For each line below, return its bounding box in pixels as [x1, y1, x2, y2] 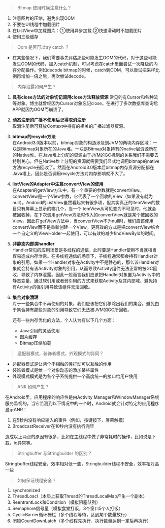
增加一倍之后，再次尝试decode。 [21, 73, 89, 79]
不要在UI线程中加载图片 [12, 22, 60, 27]
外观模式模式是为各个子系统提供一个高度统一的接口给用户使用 [12, 373, 138, 379]
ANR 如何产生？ [17, 384, 49, 389]
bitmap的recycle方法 [12, 134, 56, 140]
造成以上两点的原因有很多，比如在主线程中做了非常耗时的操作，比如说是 [5, 434, 152, 439]
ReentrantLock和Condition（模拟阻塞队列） [12, 499, 101, 505]
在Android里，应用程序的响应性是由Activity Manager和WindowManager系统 [5, 394, 160, 400]
